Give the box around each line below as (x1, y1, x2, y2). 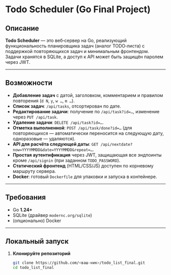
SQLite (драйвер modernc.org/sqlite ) (12, 212, 93, 218)
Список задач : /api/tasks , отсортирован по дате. (12, 103, 121, 109)
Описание (5, 24, 39, 33)
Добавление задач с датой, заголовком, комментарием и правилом (12, 92, 163, 98)
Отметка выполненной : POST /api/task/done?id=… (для (12, 124, 132, 131)
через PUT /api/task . (12, 114, 58, 120)
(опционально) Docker (12, 217, 62, 223)
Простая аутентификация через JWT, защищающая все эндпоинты (12, 152, 162, 158)
